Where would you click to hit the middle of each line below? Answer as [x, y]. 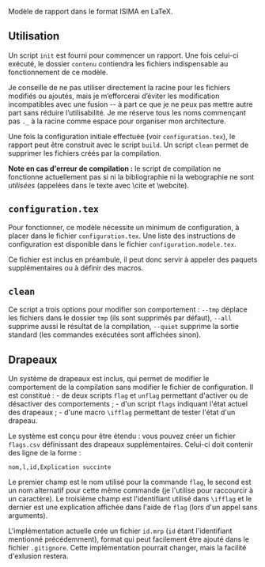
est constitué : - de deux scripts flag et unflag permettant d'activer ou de [128, 395]
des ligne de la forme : [45, 453]
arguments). [28, 516]
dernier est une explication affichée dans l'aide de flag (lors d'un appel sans [133, 507]
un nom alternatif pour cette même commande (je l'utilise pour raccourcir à [131, 490]
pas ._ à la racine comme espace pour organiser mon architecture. [117, 121]
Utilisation [34, 36]
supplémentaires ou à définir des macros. [76, 267]
